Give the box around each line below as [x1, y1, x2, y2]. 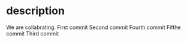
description [6, 4, 65, 18]
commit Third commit [6, 30, 59, 37]
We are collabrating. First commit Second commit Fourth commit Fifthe [6, 24, 181, 31]
